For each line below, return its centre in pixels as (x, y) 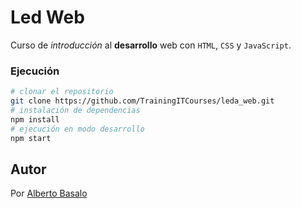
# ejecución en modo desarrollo (77, 129)
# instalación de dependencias (75, 110)
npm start (31, 138)
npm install (35, 119)
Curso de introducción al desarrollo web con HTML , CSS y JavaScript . (151, 45)
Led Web (47, 17)
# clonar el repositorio (62, 92)
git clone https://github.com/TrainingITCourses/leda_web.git (142, 101)
